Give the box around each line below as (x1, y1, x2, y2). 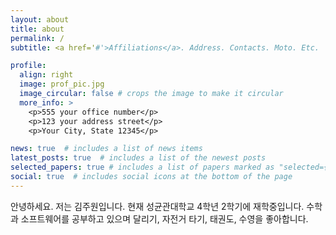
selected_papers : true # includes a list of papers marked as (10, 162, 275, 173)
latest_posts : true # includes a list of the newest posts (10, 153, 267, 163)
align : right (19, 70, 74, 80)
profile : (10, 61, 47, 71)
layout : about (10, 14, 70, 25)
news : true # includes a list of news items (10, 144, 203, 154)
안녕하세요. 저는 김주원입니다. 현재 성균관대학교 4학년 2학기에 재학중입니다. (10, 200, 305, 212)
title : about (10, 24, 65, 34)
